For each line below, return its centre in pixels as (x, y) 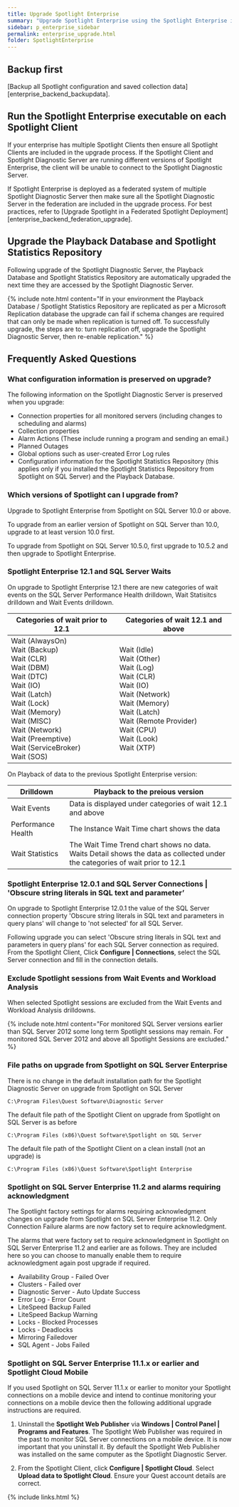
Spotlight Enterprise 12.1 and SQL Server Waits (89, 572)
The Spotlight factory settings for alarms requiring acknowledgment (107, 1211)
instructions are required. (44, 1410)
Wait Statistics (35, 853)
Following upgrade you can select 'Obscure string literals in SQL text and (114, 937)
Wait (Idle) (137, 650)
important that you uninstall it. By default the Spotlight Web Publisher (119, 1447)
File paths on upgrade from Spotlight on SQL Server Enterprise (117, 1065)
